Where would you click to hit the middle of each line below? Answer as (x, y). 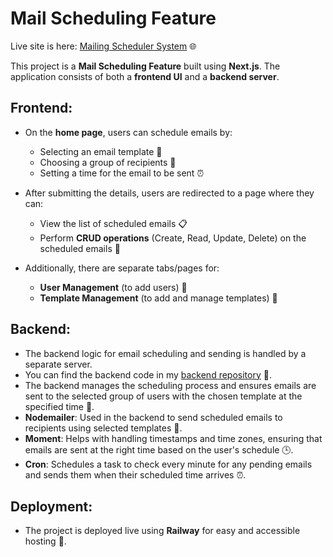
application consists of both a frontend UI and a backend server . (145, 76)
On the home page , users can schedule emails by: (128, 132)
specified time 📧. (59, 406)
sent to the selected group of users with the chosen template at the (163, 396)
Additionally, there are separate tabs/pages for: (122, 268)
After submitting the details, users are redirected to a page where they (169, 193)
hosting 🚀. (45, 541)
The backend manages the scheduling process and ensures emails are (170, 385)
